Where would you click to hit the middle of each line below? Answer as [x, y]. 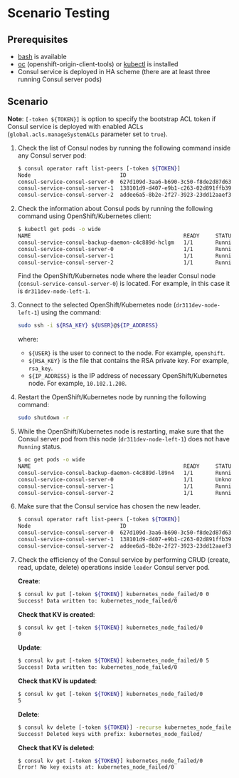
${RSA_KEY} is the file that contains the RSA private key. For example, [128, 361]
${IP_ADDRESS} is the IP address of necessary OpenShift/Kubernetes [128, 376]
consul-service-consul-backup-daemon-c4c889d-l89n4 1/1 [105, 473]
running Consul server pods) [60, 79]
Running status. [40, 446]
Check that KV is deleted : [56, 747]
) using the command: [69, 312]
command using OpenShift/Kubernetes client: [84, 216]
